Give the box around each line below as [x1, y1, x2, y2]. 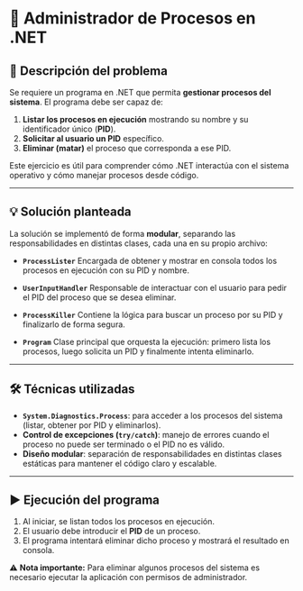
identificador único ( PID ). [22, 123, 116, 134]
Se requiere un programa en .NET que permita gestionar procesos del [9, 87, 272, 97]
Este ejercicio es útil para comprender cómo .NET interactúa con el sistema [9, 160, 289, 170]
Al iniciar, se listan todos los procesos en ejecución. [22, 516, 215, 527]
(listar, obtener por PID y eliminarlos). [22, 419, 161, 431]
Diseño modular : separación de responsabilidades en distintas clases [22, 448, 282, 459]
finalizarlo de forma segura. [22, 319, 126, 330]
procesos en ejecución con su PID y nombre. [22, 265, 189, 276]
